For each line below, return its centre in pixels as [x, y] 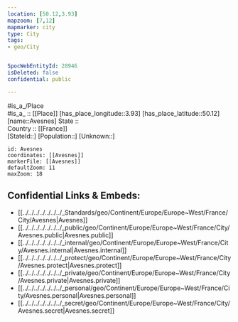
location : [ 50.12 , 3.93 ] [43, 14]
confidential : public [39, 79]
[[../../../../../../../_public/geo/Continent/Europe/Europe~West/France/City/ [124, 227]
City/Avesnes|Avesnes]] [53, 220]
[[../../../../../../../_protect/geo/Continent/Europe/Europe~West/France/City [124, 258]
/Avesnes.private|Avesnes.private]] [69, 281]
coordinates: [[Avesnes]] [45, 155]
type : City [23, 34]
